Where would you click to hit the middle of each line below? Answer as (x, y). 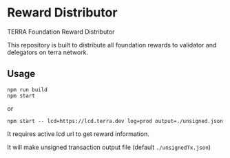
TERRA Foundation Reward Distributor (61, 32)
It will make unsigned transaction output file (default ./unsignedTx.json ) (109, 147)
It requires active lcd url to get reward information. (78, 134)
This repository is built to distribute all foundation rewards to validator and (112, 45)
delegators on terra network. (48, 52)
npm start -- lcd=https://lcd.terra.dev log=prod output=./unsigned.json (115, 121)
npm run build (28, 90)
